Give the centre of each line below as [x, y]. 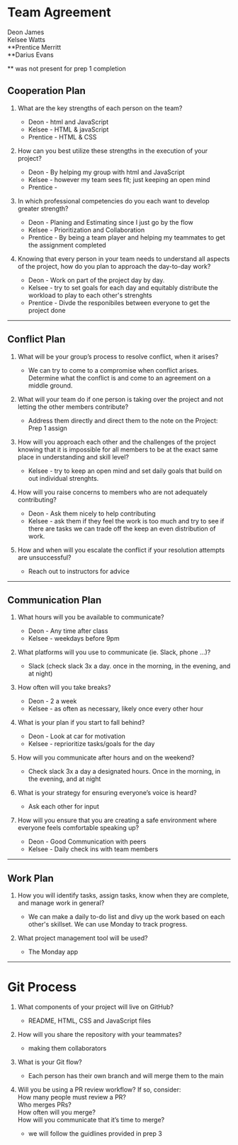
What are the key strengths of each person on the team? [100, 108]
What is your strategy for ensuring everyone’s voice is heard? [107, 793]
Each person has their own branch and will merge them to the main [126, 1076]
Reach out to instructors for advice [79, 571]
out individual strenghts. [63, 478]
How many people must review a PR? [72, 1097]
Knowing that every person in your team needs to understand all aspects [124, 259]
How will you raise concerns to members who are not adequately [112, 492]
